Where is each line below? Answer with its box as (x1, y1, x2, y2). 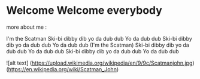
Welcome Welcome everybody (6, 4, 163, 17)
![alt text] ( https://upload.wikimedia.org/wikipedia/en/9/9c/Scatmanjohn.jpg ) (6, 59, 195, 66)
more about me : (6, 23, 47, 31)
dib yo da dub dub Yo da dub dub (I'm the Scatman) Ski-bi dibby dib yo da (6, 41, 190, 48)
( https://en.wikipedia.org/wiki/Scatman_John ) (6, 65, 119, 72)
